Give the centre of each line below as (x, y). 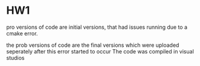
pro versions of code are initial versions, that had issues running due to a (97, 27)
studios (15, 58)
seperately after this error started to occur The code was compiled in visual (100, 51)
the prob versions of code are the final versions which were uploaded (93, 45)
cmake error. (22, 33)
